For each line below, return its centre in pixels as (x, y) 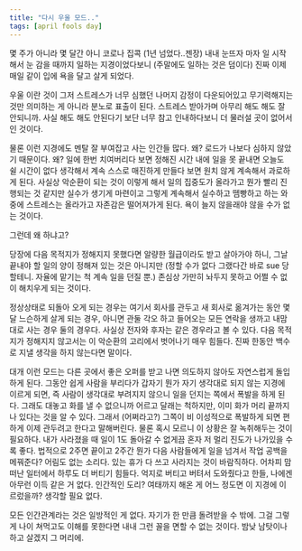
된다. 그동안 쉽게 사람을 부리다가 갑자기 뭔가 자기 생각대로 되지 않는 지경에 (156, 383)
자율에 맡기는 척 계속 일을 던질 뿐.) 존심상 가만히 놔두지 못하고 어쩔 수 (157, 276)
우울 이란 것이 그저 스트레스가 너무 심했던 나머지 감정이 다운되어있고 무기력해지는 (151, 95)
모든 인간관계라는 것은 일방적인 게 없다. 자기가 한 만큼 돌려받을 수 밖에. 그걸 (141, 515)
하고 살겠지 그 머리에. (46, 537)
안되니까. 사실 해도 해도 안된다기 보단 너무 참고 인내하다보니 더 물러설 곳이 (139, 117)
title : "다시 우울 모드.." (54, 18)
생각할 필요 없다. (73, 495)
